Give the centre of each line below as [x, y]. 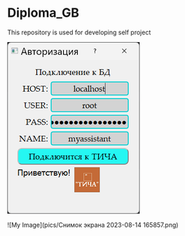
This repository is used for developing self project [79, 32]
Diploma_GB [43, 13]
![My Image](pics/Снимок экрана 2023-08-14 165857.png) [93, 225]
